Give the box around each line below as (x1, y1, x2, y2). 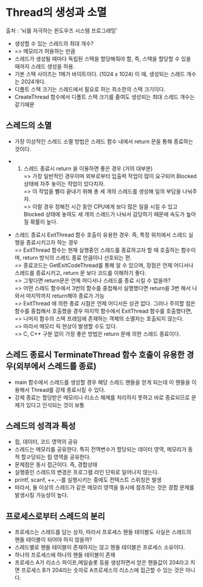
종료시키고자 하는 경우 (26, 238, 78, 246)
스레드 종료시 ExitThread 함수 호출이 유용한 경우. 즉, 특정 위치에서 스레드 (14, 231, 187, 238)
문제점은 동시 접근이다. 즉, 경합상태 (14, 461, 98, 468)
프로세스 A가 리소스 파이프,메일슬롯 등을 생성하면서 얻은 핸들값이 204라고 (14, 559, 189, 566)
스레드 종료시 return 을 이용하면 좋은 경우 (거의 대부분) (23, 165, 153, 172)
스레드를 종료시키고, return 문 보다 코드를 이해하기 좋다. (14, 269, 146, 276)
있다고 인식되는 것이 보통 (26, 401, 84, 408)
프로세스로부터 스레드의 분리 (5, 511, 106, 521)
